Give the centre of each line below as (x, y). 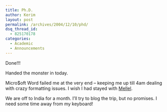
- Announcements (27, 48)
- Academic (22, 44)
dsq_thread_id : (22, 29)
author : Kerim (21, 15)
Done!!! (13, 63)
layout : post (19, 20)
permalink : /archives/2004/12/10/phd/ (47, 24)
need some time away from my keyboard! (49, 104)
